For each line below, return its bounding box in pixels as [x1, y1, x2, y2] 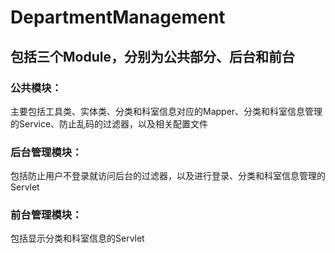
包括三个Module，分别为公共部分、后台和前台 [10, 48, 295, 65]
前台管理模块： [10, 208, 83, 222]
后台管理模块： [10, 145, 83, 159]
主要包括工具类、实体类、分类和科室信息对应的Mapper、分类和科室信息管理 [10, 105, 323, 117]
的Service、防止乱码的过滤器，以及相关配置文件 [10, 117, 209, 130]
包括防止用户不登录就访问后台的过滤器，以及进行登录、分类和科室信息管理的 [10, 170, 326, 182]
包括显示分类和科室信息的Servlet [10, 232, 145, 245]
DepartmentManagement [10, 6, 226, 29]
